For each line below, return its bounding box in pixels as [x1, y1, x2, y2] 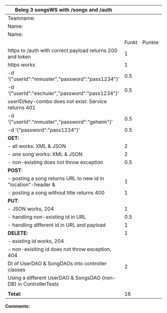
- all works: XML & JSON [7, 143, 66, 150]
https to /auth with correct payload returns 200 [7, 47, 118, 54]
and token [7, 53, 31, 60]
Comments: [5, 303, 30, 309]
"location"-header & [7, 181, 56, 188]
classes [7, 266, 26, 273]
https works [7, 62, 36, 68]
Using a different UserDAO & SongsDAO [7, 274, 101, 281]
